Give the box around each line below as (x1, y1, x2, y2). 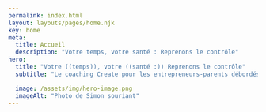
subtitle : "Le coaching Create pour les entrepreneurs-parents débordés (15, 70, 260, 78)
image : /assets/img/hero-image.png (15, 84, 133, 92)
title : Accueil (15, 41, 66, 49)
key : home (8, 26, 41, 34)
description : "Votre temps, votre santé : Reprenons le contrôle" (15, 48, 239, 56)
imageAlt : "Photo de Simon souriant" (15, 91, 140, 99)
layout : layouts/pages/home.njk (8, 19, 115, 27)
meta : (8, 33, 26, 42)
